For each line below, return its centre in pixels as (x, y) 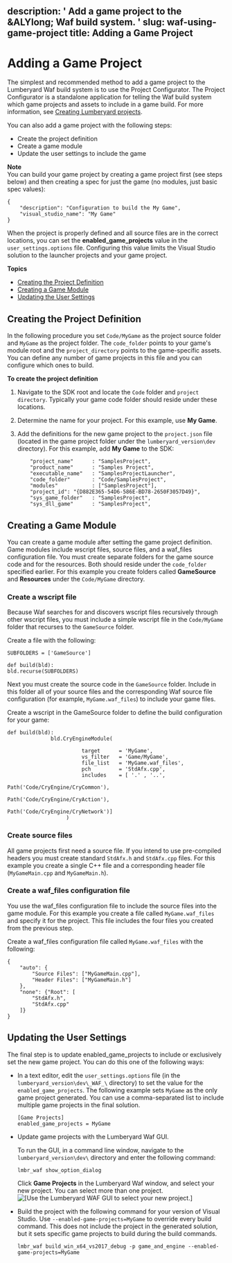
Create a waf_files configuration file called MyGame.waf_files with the (105, 941)
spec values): (27, 189)
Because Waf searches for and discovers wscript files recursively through (113, 612)
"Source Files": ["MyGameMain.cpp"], (86, 974)
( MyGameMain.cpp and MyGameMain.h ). (58, 873)
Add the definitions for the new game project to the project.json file (115, 434)
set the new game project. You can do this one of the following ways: (106, 1062)
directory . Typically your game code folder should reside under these (117, 400)
